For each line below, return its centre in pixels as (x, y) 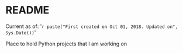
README (27, 10)
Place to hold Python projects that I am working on (66, 44)
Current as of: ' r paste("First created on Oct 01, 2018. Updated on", (92, 26)
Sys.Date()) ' (21, 32)
